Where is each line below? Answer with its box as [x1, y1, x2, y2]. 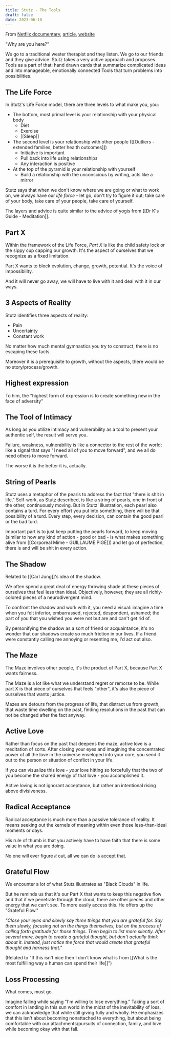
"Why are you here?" [5, 41, 50, 47]
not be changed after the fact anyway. [5, 712, 86, 718]
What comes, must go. [5, 989, 53, 995]
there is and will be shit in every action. [5, 545, 88, 551]
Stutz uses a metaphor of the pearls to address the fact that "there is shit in [5, 492, 164, 498]
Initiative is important [20, 150, 65, 156]
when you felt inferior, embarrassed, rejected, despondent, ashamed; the [5, 610, 160, 616]
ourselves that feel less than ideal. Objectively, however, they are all [5, 589, 148, 595]
